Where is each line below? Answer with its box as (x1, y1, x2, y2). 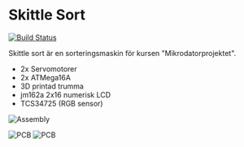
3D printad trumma (20, 81, 84, 91)
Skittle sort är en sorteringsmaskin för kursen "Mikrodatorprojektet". (8, 48, 237, 58)
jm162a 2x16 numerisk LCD (20, 89, 111, 99)
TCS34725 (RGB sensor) (20, 98, 103, 108)
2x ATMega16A (20, 72, 72, 82)
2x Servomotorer (20, 63, 77, 74)
